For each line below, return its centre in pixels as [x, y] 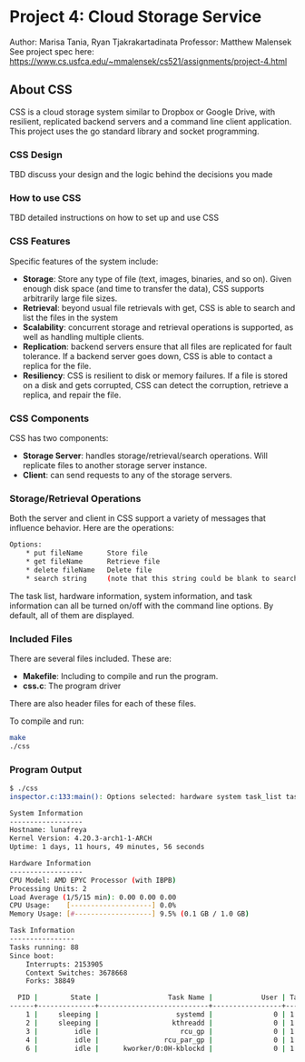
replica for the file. [57, 366]
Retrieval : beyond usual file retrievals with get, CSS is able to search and [159, 307]
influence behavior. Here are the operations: [92, 528]
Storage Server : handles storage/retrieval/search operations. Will [145, 456]
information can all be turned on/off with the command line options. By [142, 606]
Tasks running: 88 [44, 947]
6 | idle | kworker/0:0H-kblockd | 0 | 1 [160, 1048]
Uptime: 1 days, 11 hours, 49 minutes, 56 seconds [107, 847]
